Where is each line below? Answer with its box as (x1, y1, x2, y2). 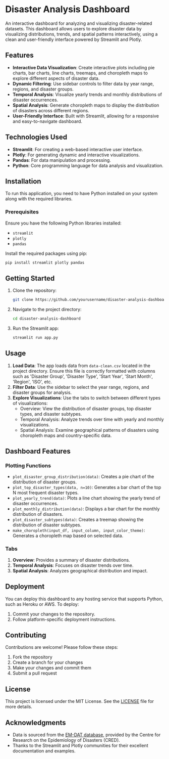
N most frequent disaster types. (12, 489, 79, 496)
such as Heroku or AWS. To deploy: (5, 601, 79, 607)
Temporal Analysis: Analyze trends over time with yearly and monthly (20, 416, 164, 422)
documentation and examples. (12, 748, 76, 754)
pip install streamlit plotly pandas (5, 260, 85, 265)
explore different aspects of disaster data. (12, 75, 100, 81)
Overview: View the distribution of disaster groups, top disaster (20, 406, 152, 412)
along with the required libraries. (5, 196, 73, 202)
